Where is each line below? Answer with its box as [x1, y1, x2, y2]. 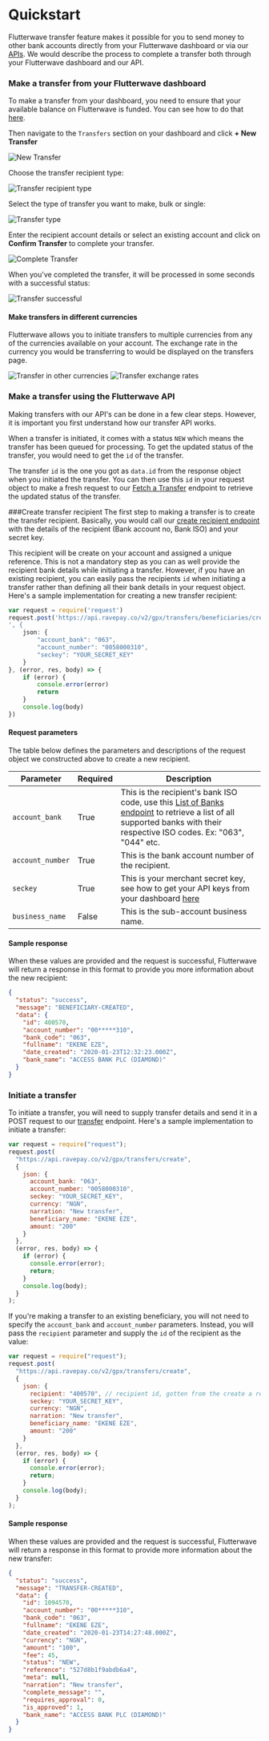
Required [77, 774, 114, 785]
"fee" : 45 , [22, 1651, 59, 1659]
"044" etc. [120, 837, 160, 848]
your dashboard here [120, 893, 200, 904]
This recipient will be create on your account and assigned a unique [8, 547, 232, 558]
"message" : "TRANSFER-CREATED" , [15, 1584, 124, 1592]
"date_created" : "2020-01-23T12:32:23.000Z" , [22, 1048, 178, 1056]
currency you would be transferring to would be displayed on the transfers [8, 347, 254, 357]
